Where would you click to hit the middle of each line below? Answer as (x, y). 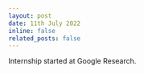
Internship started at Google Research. (72, 61)
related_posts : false (45, 38)
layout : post (30, 16)
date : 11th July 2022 (45, 23)
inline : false (32, 31)
